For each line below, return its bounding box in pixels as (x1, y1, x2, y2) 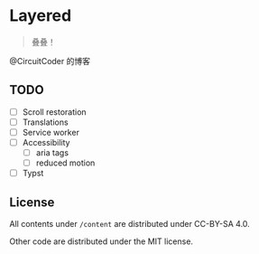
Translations (22, 117, 69, 127)
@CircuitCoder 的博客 (9, 55, 90, 66)
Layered (9, 5, 72, 26)
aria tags (35, 147, 69, 158)
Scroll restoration (22, 106, 88, 118)
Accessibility (22, 136, 70, 147)
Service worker (22, 127, 79, 137)
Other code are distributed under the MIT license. (9, 236, 194, 247)
